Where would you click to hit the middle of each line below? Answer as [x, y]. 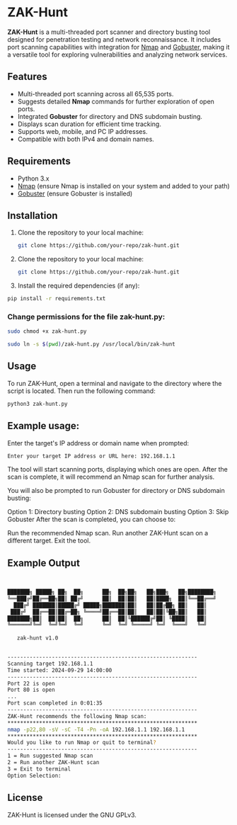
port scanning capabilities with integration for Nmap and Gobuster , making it [118, 47]
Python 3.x [33, 178]
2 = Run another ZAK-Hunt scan [53, 763]
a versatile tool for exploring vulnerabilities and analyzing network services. [117, 55]
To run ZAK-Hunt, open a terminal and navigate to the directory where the [115, 383]
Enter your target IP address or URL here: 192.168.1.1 [91, 456]
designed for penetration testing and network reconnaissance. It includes [114, 39]
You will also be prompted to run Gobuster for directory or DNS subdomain [116, 491]
